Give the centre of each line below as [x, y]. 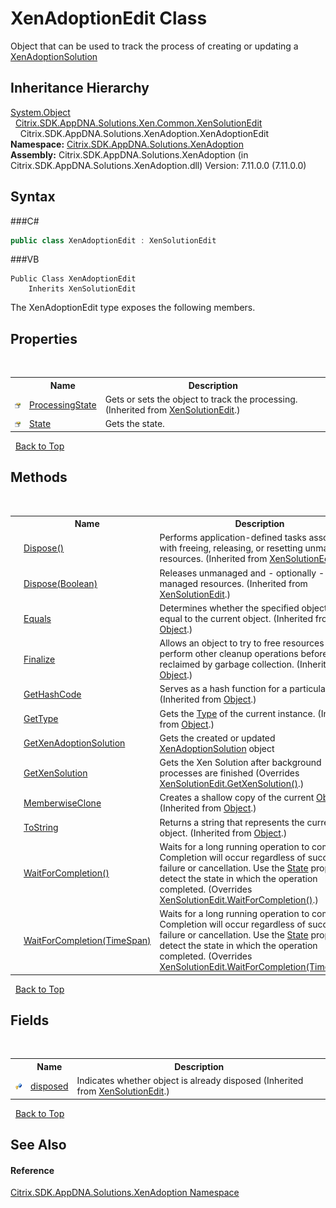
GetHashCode [52, 694]
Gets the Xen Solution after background [240, 763]
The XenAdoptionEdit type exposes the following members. [133, 308]
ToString [41, 828]
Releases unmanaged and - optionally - [242, 573]
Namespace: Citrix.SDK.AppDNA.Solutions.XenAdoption [127, 144]
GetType [41, 719]
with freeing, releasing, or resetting [231, 548]
